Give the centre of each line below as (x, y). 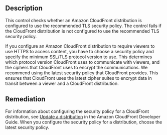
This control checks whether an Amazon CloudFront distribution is (73, 20)
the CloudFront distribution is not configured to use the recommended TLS (82, 31)
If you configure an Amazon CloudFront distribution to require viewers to (80, 46)
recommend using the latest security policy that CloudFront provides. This (82, 73)
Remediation (26, 99)
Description (24, 8)
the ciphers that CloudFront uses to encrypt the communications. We (76, 67)
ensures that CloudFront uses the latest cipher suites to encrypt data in (78, 78)
